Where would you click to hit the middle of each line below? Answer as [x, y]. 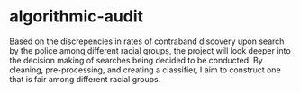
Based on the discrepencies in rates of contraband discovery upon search [147, 41]
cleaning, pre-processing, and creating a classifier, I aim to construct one [145, 70]
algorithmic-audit [77, 17]
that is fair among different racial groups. [85, 79]
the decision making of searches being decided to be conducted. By [136, 60]
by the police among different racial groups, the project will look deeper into [150, 50]
